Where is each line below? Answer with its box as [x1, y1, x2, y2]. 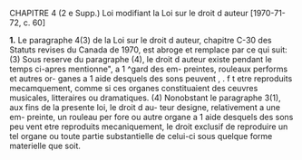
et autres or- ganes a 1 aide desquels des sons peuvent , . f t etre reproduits [9, 73, 293, 84]
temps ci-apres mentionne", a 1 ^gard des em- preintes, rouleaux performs [9, 63, 288, 74]
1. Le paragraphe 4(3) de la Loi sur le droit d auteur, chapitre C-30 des [9, 35, 272, 45]
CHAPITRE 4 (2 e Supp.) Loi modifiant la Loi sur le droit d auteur [9, 8, 248, 18]
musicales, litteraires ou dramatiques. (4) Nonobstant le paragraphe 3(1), [9, 92, 281, 103]
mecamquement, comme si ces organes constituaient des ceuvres [9, 83, 258, 93]
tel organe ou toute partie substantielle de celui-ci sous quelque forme [9, 131, 273, 141]
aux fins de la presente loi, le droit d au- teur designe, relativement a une [9, 102, 281, 112]
